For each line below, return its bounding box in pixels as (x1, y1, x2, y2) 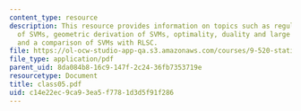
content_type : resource (9, 13, 99, 22)
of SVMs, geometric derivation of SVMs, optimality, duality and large (17, 30, 291, 38)
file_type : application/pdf (9, 55, 115, 64)
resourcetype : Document (9, 72, 99, 81)
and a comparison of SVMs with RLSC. (17, 38, 159, 47)
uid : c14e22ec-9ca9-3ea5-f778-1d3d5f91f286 (9, 88, 175, 97)
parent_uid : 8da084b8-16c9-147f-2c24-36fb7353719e (9, 64, 202, 73)
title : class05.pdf (9, 80, 82, 89)
